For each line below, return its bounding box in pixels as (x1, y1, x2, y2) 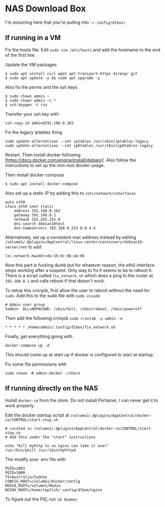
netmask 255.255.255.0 (14, 217, 61, 222)
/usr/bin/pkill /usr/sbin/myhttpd (5, 448, 76, 453)
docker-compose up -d (5, 343, 50, 348)
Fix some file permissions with (5, 361, 67, 367)
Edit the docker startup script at (5, 412, 70, 418)
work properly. (5, 402, 35, 408)
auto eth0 (5, 200, 26, 205)
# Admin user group (5, 302, 45, 307)
